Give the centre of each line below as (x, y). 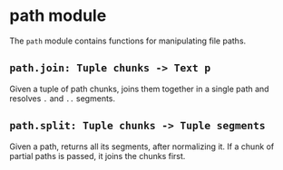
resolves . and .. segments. (63, 98)
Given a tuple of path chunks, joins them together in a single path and (139, 89)
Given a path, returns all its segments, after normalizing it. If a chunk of (142, 146)
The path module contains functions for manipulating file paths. (128, 41)
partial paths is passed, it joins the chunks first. (98, 156)
